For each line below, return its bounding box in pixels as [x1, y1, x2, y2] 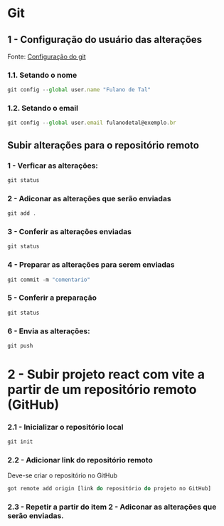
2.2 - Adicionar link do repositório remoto [7, 455, 153, 465]
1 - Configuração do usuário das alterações [7, 34, 203, 46]
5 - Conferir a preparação [7, 293, 97, 303]
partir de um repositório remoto [7, 381, 197, 398]
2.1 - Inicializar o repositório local [7, 422, 124, 432]
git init [7, 438, 33, 445]
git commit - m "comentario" [7, 276, 91, 283]
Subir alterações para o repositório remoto [7, 139, 199, 151]
